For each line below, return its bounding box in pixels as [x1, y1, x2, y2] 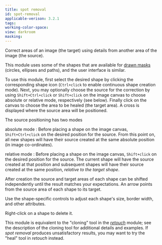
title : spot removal [5, 7, 47, 12]
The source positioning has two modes [5, 117, 83, 123]
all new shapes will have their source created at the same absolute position [5, 136, 155, 142]
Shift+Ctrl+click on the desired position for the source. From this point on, [5, 131, 156, 137]
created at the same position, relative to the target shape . [5, 166, 120, 172]
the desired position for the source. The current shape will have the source [5, 156, 154, 162]
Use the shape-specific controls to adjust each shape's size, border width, [5, 196, 154, 201]
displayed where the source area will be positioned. [5, 107, 108, 113]
